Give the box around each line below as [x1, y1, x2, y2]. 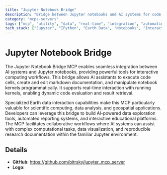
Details [5, 146, 27, 154]
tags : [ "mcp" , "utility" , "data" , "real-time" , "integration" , [5, 21, 139, 26]
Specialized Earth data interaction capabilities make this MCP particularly [5, 100, 155, 106]
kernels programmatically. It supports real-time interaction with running [5, 85, 151, 91]
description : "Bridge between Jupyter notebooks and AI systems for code [5, 12, 162, 17]
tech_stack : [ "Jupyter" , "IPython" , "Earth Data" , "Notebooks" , [5, 26, 141, 31]
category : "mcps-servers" [5, 16, 59, 21]
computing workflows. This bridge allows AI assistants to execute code [5, 74, 151, 80]
